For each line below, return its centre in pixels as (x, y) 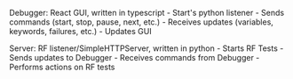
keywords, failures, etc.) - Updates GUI (81, 31)
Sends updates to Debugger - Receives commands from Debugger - (135, 57)
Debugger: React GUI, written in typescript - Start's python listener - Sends (147, 13)
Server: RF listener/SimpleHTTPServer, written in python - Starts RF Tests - (146, 48)
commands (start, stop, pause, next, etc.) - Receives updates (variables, (141, 22)
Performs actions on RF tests (62, 67)
